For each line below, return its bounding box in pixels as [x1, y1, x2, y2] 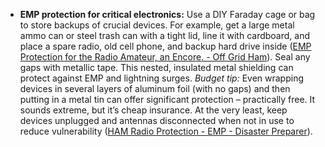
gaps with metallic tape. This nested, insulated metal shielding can [19, 62, 294, 73]
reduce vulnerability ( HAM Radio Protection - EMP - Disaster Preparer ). [19, 125, 313, 137]
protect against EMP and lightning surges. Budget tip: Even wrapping [19, 72, 305, 84]
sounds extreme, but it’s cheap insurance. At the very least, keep [19, 104, 288, 116]
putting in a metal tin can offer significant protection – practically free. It [19, 94, 316, 105]
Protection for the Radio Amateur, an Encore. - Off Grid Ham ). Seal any [19, 51, 311, 63]
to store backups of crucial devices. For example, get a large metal [19, 19, 295, 31]
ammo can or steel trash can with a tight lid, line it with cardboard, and [19, 30, 311, 41]
